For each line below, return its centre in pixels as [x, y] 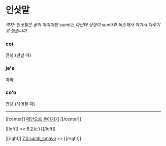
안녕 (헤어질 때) [20, 104]
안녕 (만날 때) [18, 55]
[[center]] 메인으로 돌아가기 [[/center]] [44, 119]
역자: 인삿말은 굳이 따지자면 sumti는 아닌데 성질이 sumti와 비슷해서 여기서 [76, 25]
